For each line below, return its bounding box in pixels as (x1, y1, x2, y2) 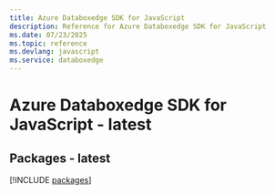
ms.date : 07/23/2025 (9, 30, 88, 39)
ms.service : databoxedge (9, 56, 104, 65)
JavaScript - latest (9, 115, 152, 135)
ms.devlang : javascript (9, 47, 100, 56)
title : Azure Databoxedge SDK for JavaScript (9, 13, 185, 23)
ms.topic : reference (9, 38, 88, 48)
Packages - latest (9, 150, 111, 166)
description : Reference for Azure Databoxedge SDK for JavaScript (9, 22, 267, 31)
